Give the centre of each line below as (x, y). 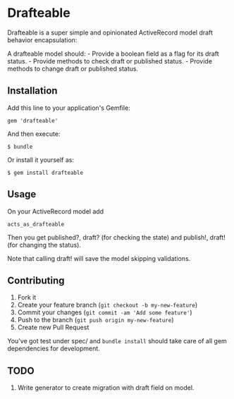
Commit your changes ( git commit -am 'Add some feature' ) (105, 312)
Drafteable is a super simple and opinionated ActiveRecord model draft (110, 32)
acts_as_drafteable (36, 224)
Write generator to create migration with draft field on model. (106, 388)
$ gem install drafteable (45, 173)
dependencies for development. (54, 349)
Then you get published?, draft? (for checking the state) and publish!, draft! (116, 237)
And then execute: (34, 134)
